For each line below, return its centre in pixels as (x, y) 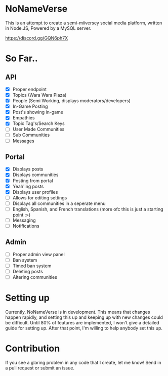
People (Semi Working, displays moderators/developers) (71, 101)
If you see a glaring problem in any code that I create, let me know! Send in (83, 363)
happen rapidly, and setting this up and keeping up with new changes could (84, 317)
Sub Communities (31, 135)
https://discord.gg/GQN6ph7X (37, 38)
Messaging (24, 220)
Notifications (26, 226)
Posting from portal (33, 181)
